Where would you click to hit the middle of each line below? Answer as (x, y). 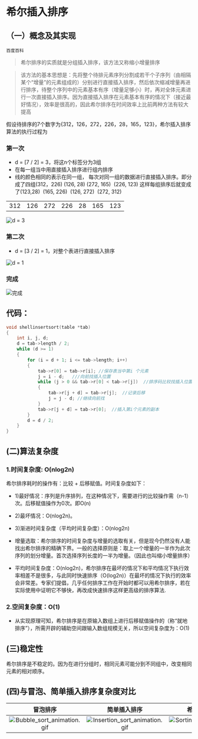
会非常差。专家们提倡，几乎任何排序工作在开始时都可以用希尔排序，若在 (102, 583)
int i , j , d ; (33, 338)
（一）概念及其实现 (41, 36)
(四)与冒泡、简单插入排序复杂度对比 (71, 692)
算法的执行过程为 (27, 131)
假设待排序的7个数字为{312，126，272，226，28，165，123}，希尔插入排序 (99, 124)
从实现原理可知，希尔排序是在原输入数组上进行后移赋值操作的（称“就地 (101, 621)
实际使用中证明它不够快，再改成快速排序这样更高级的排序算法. (90, 590)
